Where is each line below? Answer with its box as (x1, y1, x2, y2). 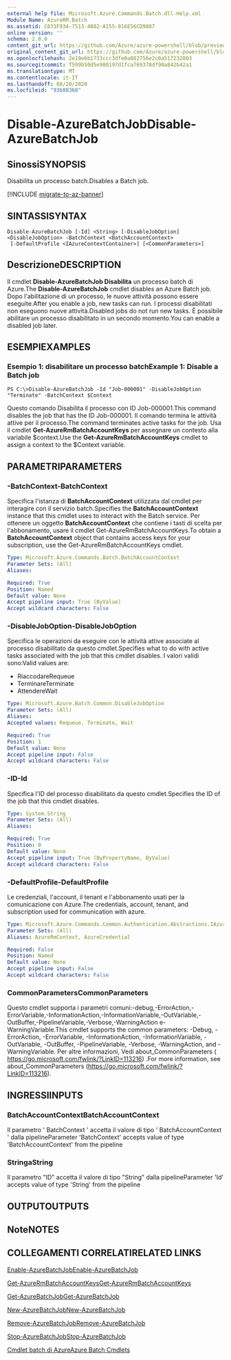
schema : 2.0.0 (7, 36, 48, 43)
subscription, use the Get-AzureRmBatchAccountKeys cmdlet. (7, 541, 184, 550)
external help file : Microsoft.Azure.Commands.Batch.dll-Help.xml (7, 10, 201, 17)
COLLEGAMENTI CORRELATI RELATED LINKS (7, 1247, 201, 1259)
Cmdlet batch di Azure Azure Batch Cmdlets (7, 1346, 131, 1354)
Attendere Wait (16, 687, 58, 695)
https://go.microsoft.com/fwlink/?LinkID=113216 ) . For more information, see (7, 1055, 221, 1063)
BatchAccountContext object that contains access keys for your (7, 534, 191, 542)
